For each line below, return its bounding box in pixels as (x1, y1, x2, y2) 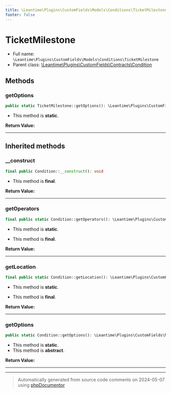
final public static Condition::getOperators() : (5, 217, 110, 222)
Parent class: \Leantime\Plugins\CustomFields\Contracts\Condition (12, 62, 152, 68)
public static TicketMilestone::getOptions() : (5, 103, 106, 108)
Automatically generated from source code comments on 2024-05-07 (17, 377, 165, 383)
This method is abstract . (12, 347, 65, 354)
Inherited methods (5, 142, 65, 151)
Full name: (12, 51, 35, 57)
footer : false (5, 12, 36, 17)
